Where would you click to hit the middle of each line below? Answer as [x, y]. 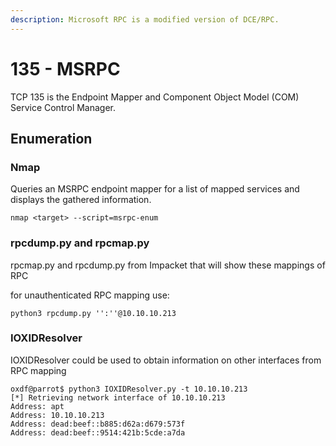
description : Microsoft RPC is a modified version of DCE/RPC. [145, 19]
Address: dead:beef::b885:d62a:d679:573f [98, 424]
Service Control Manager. [63, 107]
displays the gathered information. [81, 200]
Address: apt [37, 406]
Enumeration [51, 138]
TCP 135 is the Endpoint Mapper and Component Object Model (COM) [155, 97]
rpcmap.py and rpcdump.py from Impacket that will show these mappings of [168, 265]
